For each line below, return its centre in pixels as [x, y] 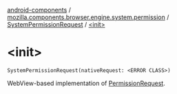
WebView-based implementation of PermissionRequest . [86, 83]
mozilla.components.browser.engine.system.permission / [88, 17]
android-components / [39, 10]
